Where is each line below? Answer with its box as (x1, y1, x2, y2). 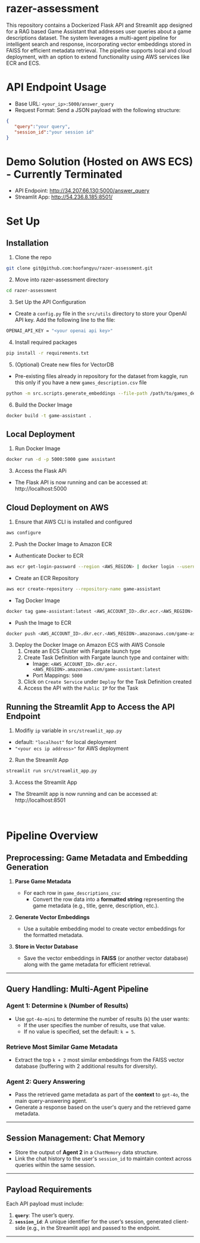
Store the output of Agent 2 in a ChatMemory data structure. (14, 1149, 159, 1156)
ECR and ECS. (6, 59, 40, 67)
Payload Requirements (6, 1184, 92, 1194)
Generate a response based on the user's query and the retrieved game (14, 1103, 191, 1111)
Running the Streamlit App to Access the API (6, 702, 175, 712)
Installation (6, 238, 49, 248)
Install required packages (14, 339, 77, 346)
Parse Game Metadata (14, 878, 71, 885)
